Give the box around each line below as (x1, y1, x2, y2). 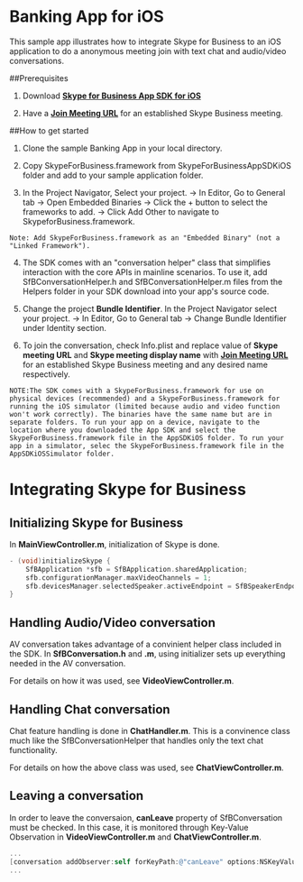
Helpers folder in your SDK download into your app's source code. (22, 286, 270, 297)
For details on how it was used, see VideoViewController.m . (9, 675, 234, 686)
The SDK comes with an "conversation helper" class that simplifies (22, 257, 271, 268)
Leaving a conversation (9, 788, 144, 804)
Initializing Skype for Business (9, 515, 183, 530)
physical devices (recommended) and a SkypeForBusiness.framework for (9, 394, 280, 403)
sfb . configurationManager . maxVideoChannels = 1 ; (25, 573, 212, 583)
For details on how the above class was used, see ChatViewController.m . (9, 762, 284, 773)
